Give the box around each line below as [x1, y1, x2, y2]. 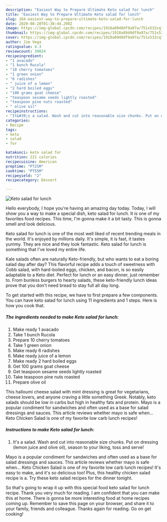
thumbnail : [5, 30, 28, 35]
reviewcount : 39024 [5, 49, 46, 54]
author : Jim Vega [5, 40, 42, 45]
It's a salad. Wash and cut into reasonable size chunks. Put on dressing [12, 439, 158, 445]
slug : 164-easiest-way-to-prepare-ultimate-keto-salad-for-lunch [5, 16, 143, 21]
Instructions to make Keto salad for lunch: [5, 426, 95, 432]
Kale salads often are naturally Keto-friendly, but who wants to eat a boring [5, 256, 159, 262]
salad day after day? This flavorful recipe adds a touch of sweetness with [5, 261, 155, 267]
